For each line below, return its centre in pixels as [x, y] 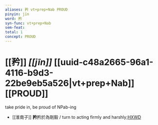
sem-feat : [15, 28]
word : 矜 [13, 18]
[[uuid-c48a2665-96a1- [104, 62]
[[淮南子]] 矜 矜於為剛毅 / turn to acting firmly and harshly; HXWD [77, 117]
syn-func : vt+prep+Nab [28, 23]
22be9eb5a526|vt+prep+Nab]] [70, 83]
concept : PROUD [20, 37]
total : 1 [14, 32]
